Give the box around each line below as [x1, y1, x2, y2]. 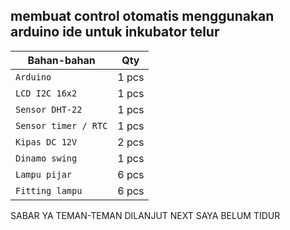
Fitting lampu [15, 185, 83, 196]
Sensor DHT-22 [15, 104, 83, 115]
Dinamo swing [15, 152, 78, 164]
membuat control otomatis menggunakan [10, 8, 275, 25]
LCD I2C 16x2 [15, 87, 78, 99]
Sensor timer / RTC [15, 120, 108, 131]
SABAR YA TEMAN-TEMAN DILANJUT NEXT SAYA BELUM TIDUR [10, 209, 281, 221]
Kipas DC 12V [15, 136, 78, 148]
